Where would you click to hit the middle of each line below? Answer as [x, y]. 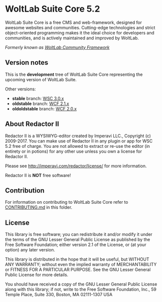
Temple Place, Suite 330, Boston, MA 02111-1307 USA [59, 295]
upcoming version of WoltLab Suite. [41, 79]
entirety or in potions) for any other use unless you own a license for [73, 151]
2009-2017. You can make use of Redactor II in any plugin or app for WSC [79, 141]
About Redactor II [32, 124]
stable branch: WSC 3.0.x [38, 98]
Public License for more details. [37, 275]
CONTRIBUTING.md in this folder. [39, 207]
